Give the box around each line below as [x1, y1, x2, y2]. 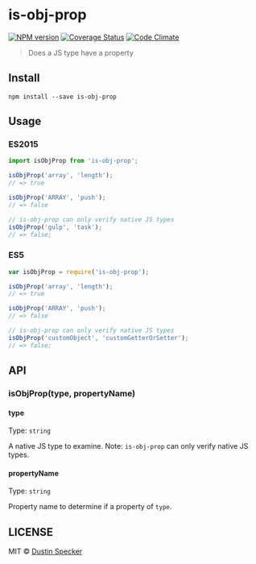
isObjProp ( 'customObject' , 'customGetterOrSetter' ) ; [8, 334, 189, 342]
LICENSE [8, 525, 54, 539]
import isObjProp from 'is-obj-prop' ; [8, 157, 138, 165]
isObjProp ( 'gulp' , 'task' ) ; [8, 223, 103, 231]
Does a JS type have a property [27, 48, 134, 57]
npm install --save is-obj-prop [8, 93, 117, 101]
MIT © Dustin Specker [8, 546, 83, 557]
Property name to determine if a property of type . [8, 502, 172, 512]
